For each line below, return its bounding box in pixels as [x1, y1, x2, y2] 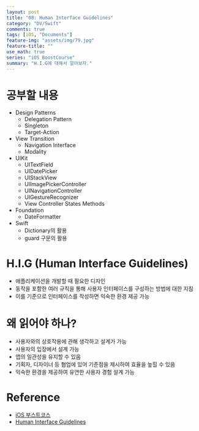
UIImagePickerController [24, 181, 87, 188]
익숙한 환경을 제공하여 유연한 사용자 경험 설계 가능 [15, 369, 135, 376]
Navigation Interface [24, 141, 77, 149]
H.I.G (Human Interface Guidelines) [6, 257, 189, 270]
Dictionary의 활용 [24, 227, 67, 234]
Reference [6, 390, 60, 404]
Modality [24, 148, 47, 156]
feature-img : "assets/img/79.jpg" [6, 37, 95, 43]
